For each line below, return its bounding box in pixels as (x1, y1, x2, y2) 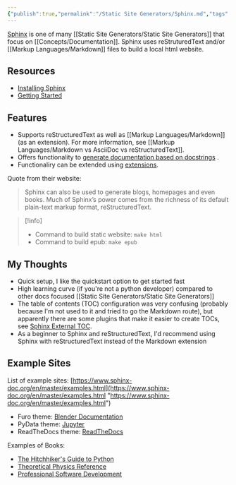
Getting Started (17, 91, 62, 100)
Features (7, 112, 47, 124)
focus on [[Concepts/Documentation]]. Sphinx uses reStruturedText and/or (7, 37, 225, 46)
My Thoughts (7, 258, 68, 270)
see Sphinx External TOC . (17, 322, 93, 330)
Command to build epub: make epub (35, 238, 137, 246)
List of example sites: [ (7, 376, 73, 385)
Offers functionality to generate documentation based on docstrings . (17, 153, 220, 162)
